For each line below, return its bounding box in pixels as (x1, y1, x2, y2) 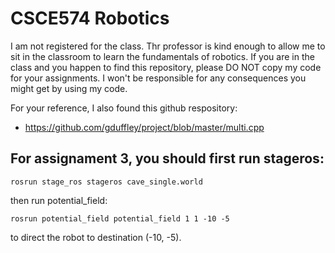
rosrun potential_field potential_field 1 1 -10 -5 (10, 213, 230, 224)
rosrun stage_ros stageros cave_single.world (10, 177, 203, 187)
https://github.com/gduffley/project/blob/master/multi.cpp (24, 121, 265, 133)
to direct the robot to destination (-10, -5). (10, 231, 182, 243)
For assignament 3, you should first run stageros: (10, 150, 325, 167)
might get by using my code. (10, 82, 128, 94)
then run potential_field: (10, 194, 108, 206)
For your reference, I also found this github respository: (10, 102, 238, 114)
